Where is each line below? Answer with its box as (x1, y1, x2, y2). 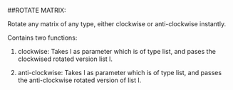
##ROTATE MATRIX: (7, 6, 66, 14)
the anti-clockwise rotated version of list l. (17, 76, 142, 84)
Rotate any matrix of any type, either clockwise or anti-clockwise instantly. (7, 20, 227, 28)
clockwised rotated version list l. (17, 55, 113, 63)
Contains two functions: (7, 33, 78, 42)
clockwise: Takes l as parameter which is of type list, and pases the (17, 47, 216, 55)
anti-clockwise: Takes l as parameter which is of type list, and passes (17, 69, 222, 77)
